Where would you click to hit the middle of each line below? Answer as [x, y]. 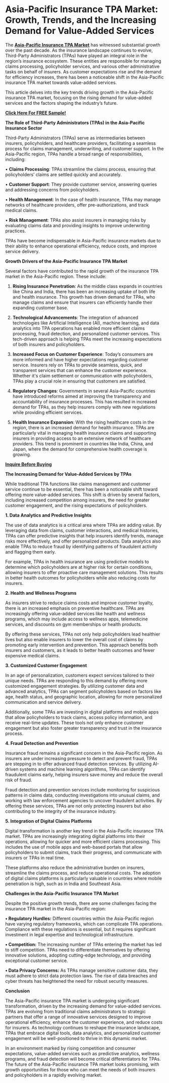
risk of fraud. [19, 780]
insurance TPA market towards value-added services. [61, 82]
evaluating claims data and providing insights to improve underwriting [78, 225]
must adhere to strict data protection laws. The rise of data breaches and [81, 976]
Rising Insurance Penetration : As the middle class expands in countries [87, 286]
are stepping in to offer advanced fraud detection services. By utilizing [78, 764]
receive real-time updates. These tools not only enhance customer [74, 723]
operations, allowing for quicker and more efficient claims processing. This [83, 842]
